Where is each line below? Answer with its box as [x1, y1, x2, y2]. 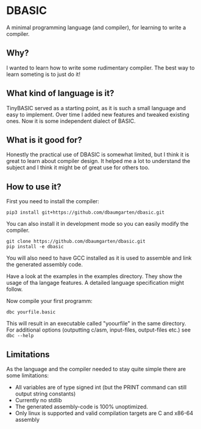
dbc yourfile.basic [6, 309, 56, 315]
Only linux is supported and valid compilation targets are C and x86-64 [15, 410, 194, 417]
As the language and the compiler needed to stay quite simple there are [6, 366, 186, 372]
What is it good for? [6, 134, 82, 145]
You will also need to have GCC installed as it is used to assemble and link [6, 254, 192, 262]
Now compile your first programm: [6, 298, 93, 305]
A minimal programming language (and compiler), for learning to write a [6, 24, 186, 31]
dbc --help [6, 333, 34, 339]
